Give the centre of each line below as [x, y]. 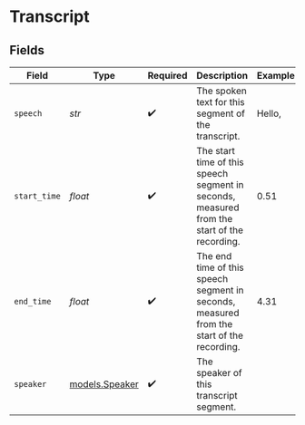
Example [275, 76]
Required [167, 76]
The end [214, 256]
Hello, [269, 113]
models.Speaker [104, 384]
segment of [221, 113]
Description [222, 76]
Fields [27, 50]
